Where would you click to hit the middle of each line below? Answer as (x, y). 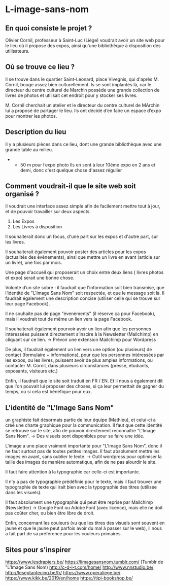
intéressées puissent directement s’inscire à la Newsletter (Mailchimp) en (82, 334)
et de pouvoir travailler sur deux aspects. (48, 212)
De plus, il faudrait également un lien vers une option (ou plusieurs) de (79, 350)
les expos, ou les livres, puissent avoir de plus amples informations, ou (79, 360)
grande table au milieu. (29, 149)
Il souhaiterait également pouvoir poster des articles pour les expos (76, 252)
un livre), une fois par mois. (34, 263)
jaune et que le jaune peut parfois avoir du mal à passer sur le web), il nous (84, 528)
